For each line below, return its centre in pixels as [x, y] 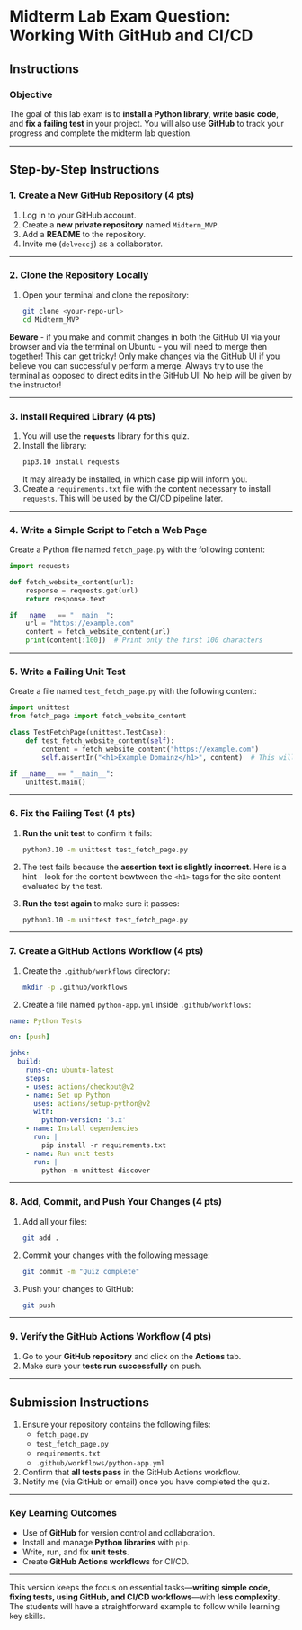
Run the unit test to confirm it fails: [87, 833]
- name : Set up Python [68, 1095]
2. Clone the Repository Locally [79, 275]
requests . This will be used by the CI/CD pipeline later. [123, 498]
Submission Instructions [80, 1403]
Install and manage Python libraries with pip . [106, 1542]
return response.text [66, 599]
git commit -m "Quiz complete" [81, 1271]
